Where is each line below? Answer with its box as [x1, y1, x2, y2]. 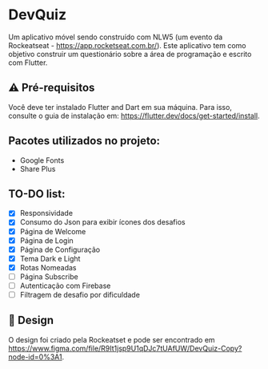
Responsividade [19, 209, 74, 218]
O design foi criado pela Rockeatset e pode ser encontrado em [8, 335, 215, 344]
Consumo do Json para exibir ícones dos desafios [19, 217, 186, 227]
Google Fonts [19, 155, 65, 165]
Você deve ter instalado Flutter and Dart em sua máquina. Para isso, [8, 102, 232, 112]
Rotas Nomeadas [19, 262, 78, 272]
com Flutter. [8, 58, 48, 67]
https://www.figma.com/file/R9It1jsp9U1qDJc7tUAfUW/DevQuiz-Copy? [8, 343, 242, 353]
